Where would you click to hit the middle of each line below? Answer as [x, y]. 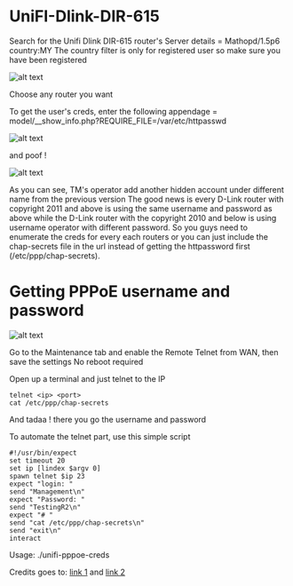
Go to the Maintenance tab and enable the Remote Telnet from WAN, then [144, 352]
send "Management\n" [48, 491]
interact [25, 538]
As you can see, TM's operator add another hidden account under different [146, 189]
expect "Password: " [48, 499]
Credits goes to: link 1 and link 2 [67, 572]
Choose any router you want [61, 94]
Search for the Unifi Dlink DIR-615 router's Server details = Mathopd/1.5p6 [145, 41]
